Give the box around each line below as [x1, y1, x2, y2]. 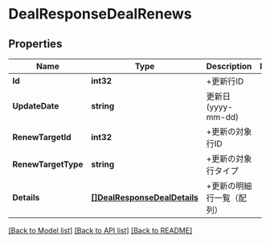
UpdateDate [12, 101, 59, 111]
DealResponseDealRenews [8, 5, 192, 23]
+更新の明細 [206, 180, 252, 192]
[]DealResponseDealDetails [91, 192, 199, 203]
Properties [8, 37, 63, 51]
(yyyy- [206, 101, 233, 113]
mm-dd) [206, 112, 239, 122]
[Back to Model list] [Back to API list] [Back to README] [8, 226, 193, 235]
